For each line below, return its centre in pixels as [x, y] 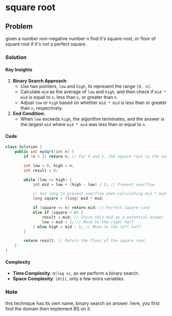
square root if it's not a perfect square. [46, 44]
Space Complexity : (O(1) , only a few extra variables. [69, 279]
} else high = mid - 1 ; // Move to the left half [87, 227]
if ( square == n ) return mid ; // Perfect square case [91, 208]
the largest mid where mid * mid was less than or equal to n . [83, 124]
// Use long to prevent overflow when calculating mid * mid [99, 194]
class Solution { [24, 147]
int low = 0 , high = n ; [49, 165]
